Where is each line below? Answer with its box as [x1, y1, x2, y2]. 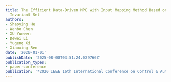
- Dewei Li [5, 36, 28, 41]
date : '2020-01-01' [5, 50, 47, 55]
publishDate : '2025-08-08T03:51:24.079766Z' [5, 54, 101, 60]
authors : [5, 17, 24, 22]
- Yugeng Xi [5, 41, 31, 46]
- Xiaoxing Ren [5, 45, 38, 50]
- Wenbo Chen [5, 26, 33, 32]
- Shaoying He [5, 21, 36, 27]
